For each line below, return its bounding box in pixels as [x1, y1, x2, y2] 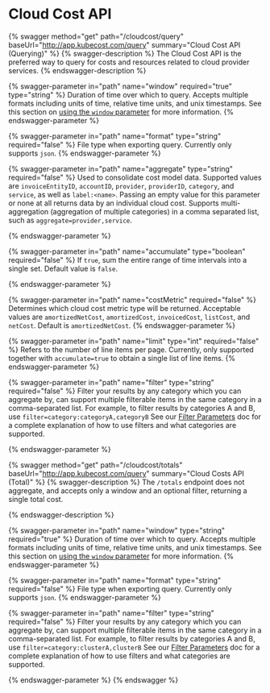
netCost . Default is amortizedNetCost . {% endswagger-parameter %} [8, 320, 236, 330]
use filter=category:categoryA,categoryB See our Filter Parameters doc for [8, 412, 262, 421]
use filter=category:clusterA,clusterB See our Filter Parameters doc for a [8, 642, 260, 652]
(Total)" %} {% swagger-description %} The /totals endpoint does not [8, 477, 245, 487]
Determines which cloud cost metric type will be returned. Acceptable [8, 303, 241, 313]
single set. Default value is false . [8, 264, 118, 273]
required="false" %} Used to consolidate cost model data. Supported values [8, 172, 262, 182]
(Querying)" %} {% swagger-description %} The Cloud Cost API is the [8, 48, 242, 58]
